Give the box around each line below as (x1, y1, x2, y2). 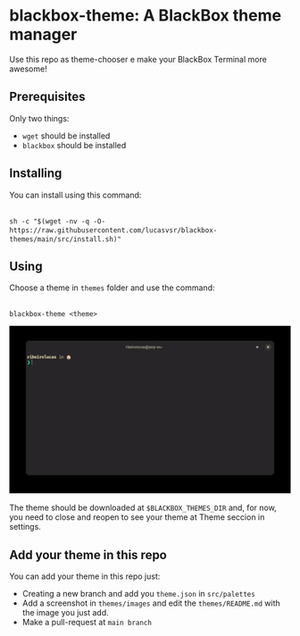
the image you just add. (21, 607, 109, 618)
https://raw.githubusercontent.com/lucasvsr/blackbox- (9, 225, 218, 235)
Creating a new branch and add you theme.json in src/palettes (21, 589, 256, 599)
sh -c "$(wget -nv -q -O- (9, 216, 105, 226)
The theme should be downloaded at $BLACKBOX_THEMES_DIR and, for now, (9, 502, 277, 514)
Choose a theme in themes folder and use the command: (9, 282, 215, 293)
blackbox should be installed (21, 139, 127, 150)
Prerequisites (9, 89, 86, 105)
